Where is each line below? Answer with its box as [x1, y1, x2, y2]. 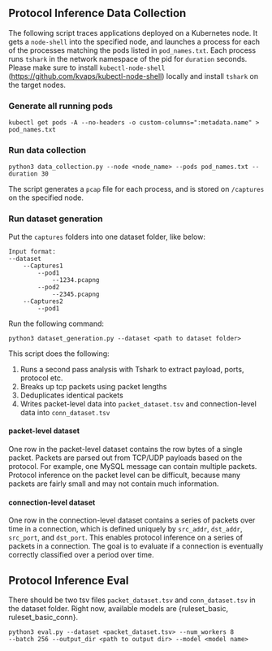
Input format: [8, 247, 57, 255]
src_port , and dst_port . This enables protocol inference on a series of [8, 532, 244, 543]
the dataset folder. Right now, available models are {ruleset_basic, [8, 603, 229, 613]
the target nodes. [8, 80, 67, 89]
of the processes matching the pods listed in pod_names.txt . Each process [8, 45, 257, 55]
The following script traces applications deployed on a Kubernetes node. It [8, 28, 258, 37]
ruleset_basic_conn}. [8, 612, 79, 622]
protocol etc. [19, 373, 63, 383]
